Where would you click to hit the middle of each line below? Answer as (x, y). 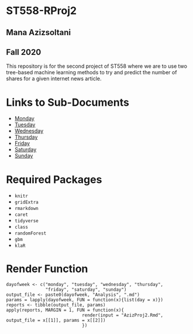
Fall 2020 (24, 52)
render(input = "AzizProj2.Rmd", (123, 315)
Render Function (47, 269)
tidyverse (27, 221)
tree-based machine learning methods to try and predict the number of (92, 73)
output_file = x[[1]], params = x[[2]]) (56, 321)
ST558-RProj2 (42, 11)
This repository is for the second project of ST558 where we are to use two (96, 66)
